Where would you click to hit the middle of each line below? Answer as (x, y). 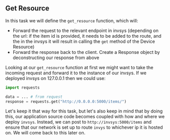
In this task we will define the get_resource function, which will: (72, 20)
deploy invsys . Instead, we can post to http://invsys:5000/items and (78, 122)
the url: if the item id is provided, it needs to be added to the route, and (87, 36)
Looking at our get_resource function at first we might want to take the (79, 67)
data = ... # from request (34, 97)
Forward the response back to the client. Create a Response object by (86, 52)
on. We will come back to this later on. (45, 133)
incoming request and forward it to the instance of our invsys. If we (76, 73)
